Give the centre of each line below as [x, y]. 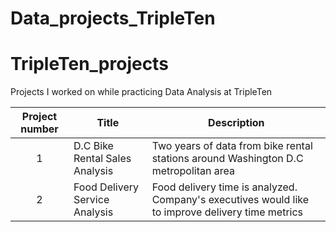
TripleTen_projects [89, 64]
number [39, 129]
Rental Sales [102, 159]
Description [236, 123]
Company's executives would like [230, 200]
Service [91, 200]
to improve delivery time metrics [227, 212]
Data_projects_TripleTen [113, 18]
